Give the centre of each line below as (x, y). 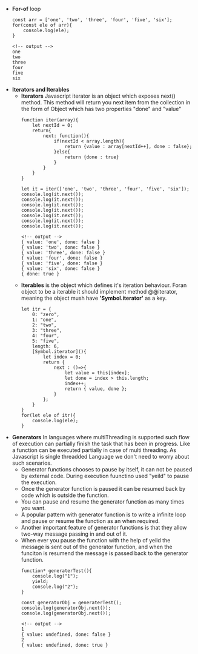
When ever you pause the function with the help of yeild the (96, 540)
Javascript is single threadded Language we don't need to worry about (101, 457)
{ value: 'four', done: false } (62, 258)
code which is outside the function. (65, 495)
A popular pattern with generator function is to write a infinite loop (104, 514)
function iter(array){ (50, 120)
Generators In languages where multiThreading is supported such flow (101, 437)
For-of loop (26, 9)
